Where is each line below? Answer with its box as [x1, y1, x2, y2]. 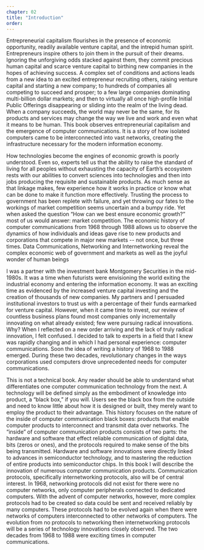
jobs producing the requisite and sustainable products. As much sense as [6, 178, 190, 186]
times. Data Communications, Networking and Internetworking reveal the [6, 243, 189, 250]
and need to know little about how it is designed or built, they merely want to [6, 403, 197, 410]
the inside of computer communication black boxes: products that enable [6, 415, 189, 423]
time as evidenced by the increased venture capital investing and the [6, 287, 179, 294]
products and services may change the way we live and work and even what [6, 115, 198, 122]
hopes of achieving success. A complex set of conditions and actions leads [6, 69, 195, 77]
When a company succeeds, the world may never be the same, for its [6, 108, 180, 116]
